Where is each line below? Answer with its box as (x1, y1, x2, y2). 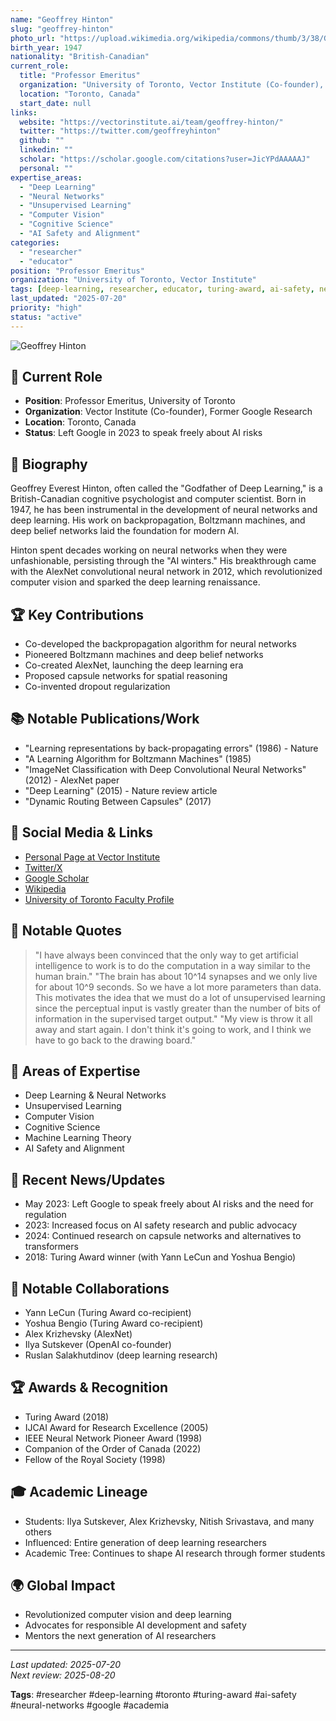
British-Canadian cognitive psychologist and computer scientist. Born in (10, 493, 307, 505)
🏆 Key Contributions (10, 606, 145, 623)
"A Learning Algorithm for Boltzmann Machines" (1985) (24, 752, 252, 765)
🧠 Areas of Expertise (10, 1062, 141, 1080)
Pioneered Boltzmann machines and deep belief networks (24, 649, 264, 661)
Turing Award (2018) (24, 1411, 110, 1423)
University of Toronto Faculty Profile (24, 893, 175, 905)
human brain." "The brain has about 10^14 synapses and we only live (34, 970, 318, 982)
